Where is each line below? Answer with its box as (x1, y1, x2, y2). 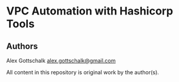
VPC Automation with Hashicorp (6, 4, 174, 18)
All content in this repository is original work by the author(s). (6, 69, 160, 76)
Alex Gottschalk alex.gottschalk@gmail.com (6, 57, 116, 64)
